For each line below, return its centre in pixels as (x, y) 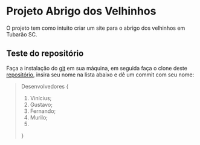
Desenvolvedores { (45, 86)
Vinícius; (41, 98)
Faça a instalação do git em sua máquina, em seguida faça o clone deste (97, 68)
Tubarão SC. (22, 34)
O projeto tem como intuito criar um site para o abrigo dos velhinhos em (96, 28)
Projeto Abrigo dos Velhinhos (81, 11)
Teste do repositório (45, 54)
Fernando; (43, 111)
